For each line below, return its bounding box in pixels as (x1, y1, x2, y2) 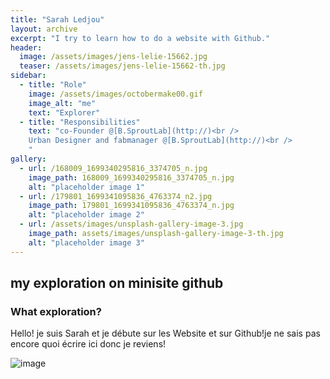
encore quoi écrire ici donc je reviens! (10, 338, 167, 350)
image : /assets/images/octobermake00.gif (28, 89, 203, 99)
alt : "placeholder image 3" (28, 237, 145, 248)
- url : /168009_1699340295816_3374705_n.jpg (19, 163, 208, 173)
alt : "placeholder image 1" (28, 182, 145, 192)
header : (10, 42, 43, 53)
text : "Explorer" (28, 107, 101, 118)
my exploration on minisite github (10, 275, 224, 292)
